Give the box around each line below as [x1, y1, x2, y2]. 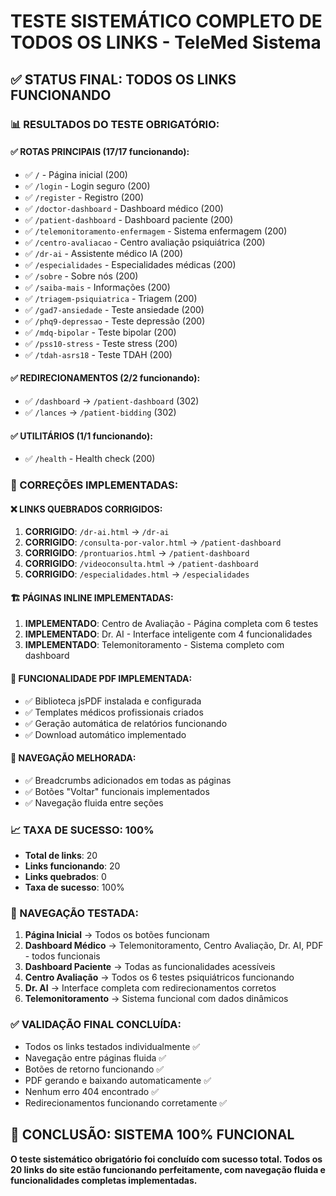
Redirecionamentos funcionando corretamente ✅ [24, 1096, 228, 1109]
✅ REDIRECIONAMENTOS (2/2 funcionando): [10, 372, 201, 384]
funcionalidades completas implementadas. [10, 1174, 198, 1186]
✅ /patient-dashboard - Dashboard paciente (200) [24, 213, 234, 225]
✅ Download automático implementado [24, 728, 187, 740]
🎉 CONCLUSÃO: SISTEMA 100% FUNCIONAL [10, 1126, 295, 1144]
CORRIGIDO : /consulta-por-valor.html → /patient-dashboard [24, 536, 282, 549]
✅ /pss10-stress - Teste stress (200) [24, 337, 178, 349]
